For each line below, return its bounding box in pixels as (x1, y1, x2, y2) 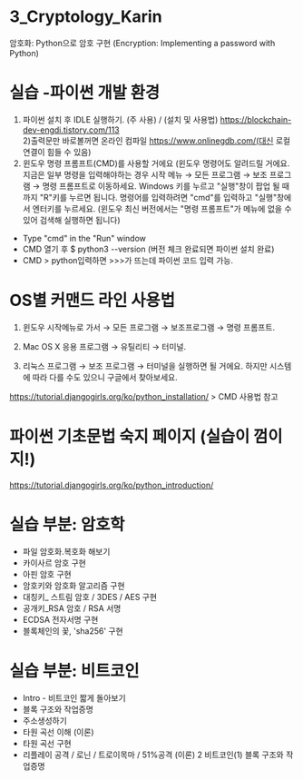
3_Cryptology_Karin (9, 6, 162, 27)
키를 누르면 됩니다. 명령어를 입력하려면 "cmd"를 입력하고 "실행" (52, 192, 278, 202)
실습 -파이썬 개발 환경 (9, 83, 161, 104)
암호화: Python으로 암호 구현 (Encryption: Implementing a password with (9, 37, 276, 48)
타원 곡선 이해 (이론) (22, 726, 94, 737)
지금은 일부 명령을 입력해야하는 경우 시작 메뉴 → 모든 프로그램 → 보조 (22, 169, 268, 180)
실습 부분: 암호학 (9, 514, 125, 535)
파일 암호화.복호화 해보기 (22, 546, 111, 557)
